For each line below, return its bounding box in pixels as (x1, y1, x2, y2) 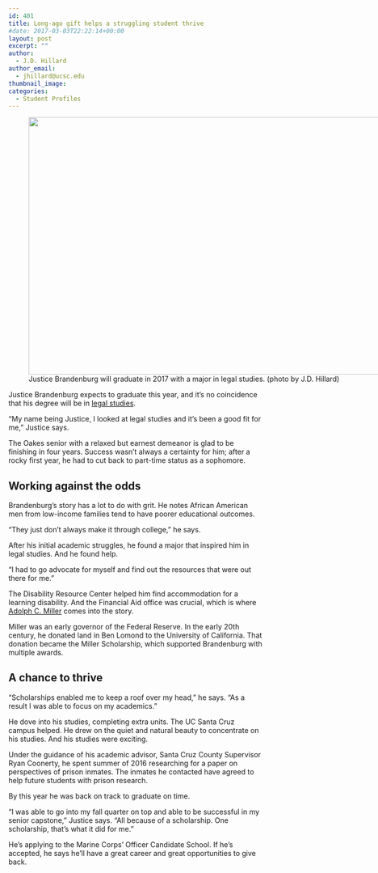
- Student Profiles (15, 95, 82, 103)
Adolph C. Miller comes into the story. (8, 606, 134, 616)
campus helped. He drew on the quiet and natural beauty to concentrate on (8, 725, 260, 735)
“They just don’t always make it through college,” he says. (8, 525, 201, 535)
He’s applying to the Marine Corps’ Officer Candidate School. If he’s (8, 839, 233, 850)
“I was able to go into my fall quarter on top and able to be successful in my (8, 807, 260, 816)
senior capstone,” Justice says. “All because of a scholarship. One (8, 815, 229, 825)
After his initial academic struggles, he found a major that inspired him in (8, 540, 250, 550)
